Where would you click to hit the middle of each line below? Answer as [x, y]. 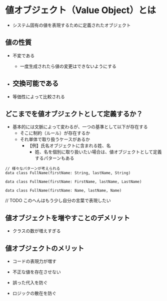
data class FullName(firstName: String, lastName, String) [68, 173]
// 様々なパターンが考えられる [33, 169]
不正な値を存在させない [36, 272]
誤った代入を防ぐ [30, 282]
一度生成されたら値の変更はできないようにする [68, 66]
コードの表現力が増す [34, 261]
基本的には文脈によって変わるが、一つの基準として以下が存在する [80, 127]
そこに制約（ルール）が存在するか [55, 133]
